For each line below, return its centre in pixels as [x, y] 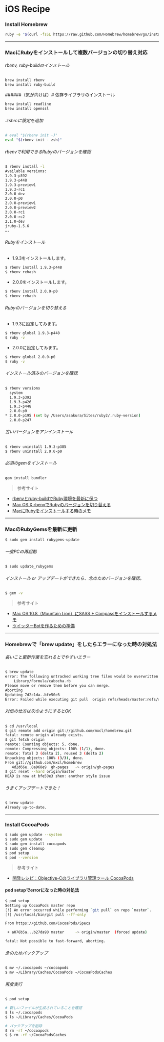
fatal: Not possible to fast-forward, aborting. [55, 941]
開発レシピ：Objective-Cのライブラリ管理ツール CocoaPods [73, 878]
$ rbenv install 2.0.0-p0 [31, 291]
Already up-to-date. [26, 808]
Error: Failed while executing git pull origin [55, 699]
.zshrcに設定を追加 [24, 120]
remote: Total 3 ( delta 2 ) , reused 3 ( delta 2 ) [54, 753]
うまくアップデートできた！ [33, 788]
